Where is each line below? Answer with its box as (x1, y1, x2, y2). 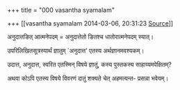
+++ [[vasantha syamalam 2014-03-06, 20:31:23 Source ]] (7, 19, 174, 27)
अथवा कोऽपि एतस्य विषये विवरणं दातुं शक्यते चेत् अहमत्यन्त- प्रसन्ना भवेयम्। (7, 74, 169, 82)
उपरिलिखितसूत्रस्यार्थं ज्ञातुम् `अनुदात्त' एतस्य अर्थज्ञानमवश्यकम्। (7, 46, 145, 55)
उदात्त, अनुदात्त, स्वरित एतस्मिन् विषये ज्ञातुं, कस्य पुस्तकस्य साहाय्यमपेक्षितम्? (7, 60, 172, 69)
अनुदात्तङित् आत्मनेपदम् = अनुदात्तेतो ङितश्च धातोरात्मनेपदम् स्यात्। (7, 33, 154, 41)
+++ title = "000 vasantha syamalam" (7, 6, 115, 14)
